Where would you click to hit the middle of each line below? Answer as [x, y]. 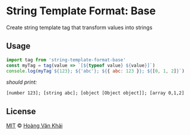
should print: [22, 82]
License [21, 111]
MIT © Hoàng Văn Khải [34, 125]
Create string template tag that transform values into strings [79, 27]
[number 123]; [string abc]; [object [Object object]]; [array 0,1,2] [95, 93]
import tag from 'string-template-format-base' [66, 60]
